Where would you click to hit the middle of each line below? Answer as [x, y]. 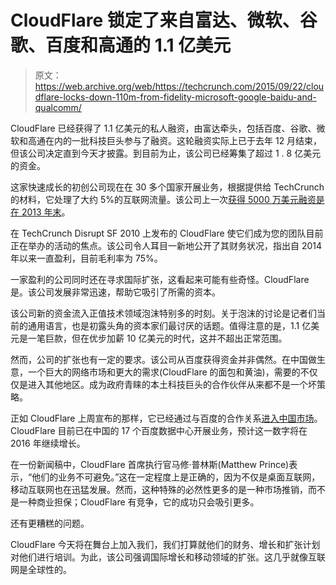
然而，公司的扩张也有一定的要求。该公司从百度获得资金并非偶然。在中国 [159, 359]
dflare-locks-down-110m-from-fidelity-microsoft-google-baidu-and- [175, 97]
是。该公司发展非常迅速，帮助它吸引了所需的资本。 [115, 292]
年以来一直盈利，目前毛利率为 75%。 [86, 258]
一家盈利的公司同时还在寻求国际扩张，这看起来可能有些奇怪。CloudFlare [160, 279]
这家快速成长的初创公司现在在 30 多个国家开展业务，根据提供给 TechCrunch [167, 187]
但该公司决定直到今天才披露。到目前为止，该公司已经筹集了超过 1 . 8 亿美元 [166, 153]
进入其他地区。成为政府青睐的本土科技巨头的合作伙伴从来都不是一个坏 [172, 384]
